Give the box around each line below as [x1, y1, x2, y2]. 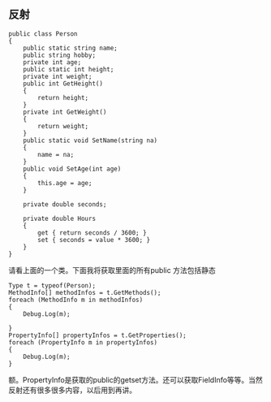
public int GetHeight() [23, 80, 104, 88]
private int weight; [23, 72, 92, 80]
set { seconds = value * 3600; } [37, 236, 151, 244]
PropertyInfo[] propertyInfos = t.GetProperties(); [8, 331, 187, 339]
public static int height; [23, 65, 114, 73]
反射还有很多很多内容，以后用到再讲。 [8, 385, 136, 395]
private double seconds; [23, 200, 107, 209]
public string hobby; [23, 51, 96, 59]
